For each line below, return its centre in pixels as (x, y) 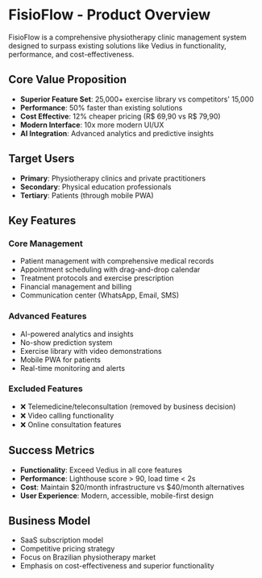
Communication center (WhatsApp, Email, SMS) (100, 295)
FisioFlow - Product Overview (110, 15)
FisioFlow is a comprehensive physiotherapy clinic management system (128, 37)
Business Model (50, 521)
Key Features (42, 220)
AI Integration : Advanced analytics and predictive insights (117, 133)
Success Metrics (52, 450)
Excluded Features (46, 389)
